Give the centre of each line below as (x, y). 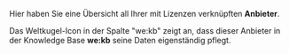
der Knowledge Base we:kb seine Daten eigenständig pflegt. (120, 40)
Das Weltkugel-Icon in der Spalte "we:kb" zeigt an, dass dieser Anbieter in (145, 31)
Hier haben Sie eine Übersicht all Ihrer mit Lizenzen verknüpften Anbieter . (144, 14)
